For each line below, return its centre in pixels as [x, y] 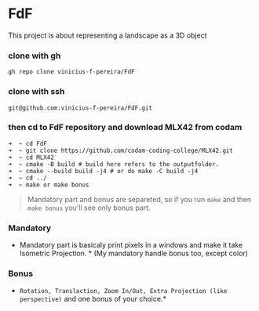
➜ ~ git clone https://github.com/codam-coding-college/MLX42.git [121, 150]
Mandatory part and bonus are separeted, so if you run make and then [139, 199]
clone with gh [35, 56]
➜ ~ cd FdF [27, 143]
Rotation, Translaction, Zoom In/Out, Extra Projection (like [123, 291]
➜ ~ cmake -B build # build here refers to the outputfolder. [114, 164]
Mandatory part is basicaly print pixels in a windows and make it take [131, 245]
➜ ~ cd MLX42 [31, 157]
